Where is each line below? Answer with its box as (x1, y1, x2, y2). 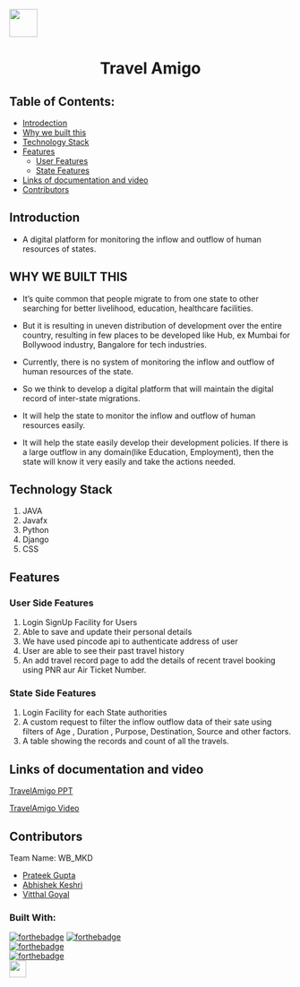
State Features (35, 166, 90, 176)
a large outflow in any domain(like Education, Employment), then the (21, 446, 275, 457)
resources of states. (21, 243, 97, 254)
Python (21, 525, 49, 536)
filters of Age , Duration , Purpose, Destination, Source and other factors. (21, 726, 292, 737)
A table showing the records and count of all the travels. (21, 735, 230, 747)
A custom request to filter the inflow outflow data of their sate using (21, 717, 272, 727)
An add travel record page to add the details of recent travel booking (21, 655, 276, 666)
